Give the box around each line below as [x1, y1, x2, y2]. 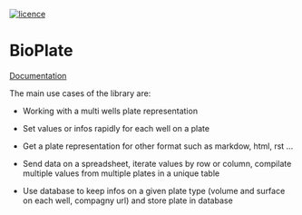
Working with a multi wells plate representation [22, 105, 198, 116]
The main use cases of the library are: [9, 87, 151, 99]
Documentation [9, 70, 67, 81]
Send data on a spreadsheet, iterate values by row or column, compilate [22, 158, 292, 169]
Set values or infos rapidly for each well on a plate [22, 122, 210, 133]
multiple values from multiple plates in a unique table [22, 168, 220, 179]
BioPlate [9, 41, 73, 61]
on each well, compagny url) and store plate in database [22, 195, 233, 206]
